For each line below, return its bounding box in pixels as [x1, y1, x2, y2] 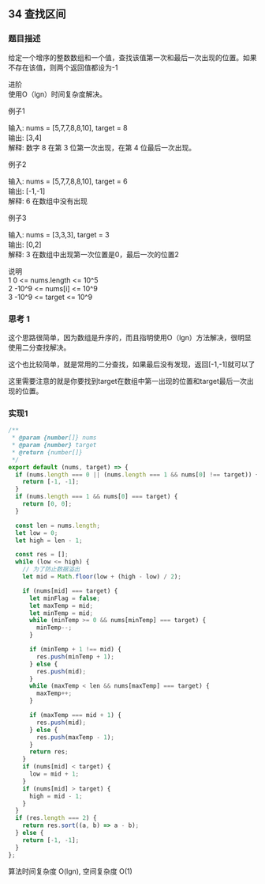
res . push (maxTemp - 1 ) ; [36, 733, 114, 742]
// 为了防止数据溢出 [22, 565, 80, 574]
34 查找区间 [8, 7, 66, 21]
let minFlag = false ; [28, 594, 101, 602]
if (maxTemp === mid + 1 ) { [28, 711, 122, 719]
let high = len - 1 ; [15, 537, 83, 544]
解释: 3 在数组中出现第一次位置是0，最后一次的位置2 [8, 249, 179, 259]
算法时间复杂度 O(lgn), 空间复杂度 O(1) [8, 866, 132, 876]
